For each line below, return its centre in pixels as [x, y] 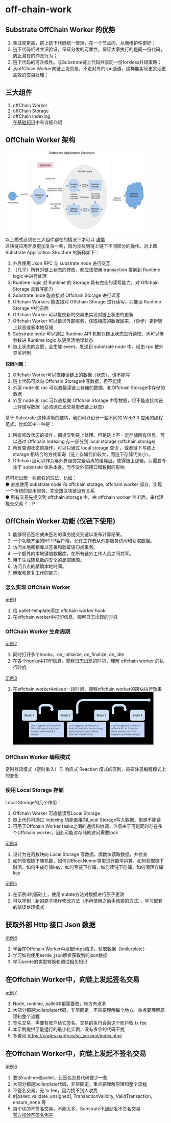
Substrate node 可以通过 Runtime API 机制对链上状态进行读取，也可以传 [88, 334]
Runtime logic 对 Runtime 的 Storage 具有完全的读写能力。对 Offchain [86, 282]
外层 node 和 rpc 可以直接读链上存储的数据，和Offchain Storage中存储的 [89, 387]
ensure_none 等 [29, 1102]
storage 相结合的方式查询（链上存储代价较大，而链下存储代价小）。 [83, 454]
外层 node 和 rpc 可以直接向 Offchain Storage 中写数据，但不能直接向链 [88, 400]
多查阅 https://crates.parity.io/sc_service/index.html [67, 1036]
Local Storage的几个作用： [33, 802]
